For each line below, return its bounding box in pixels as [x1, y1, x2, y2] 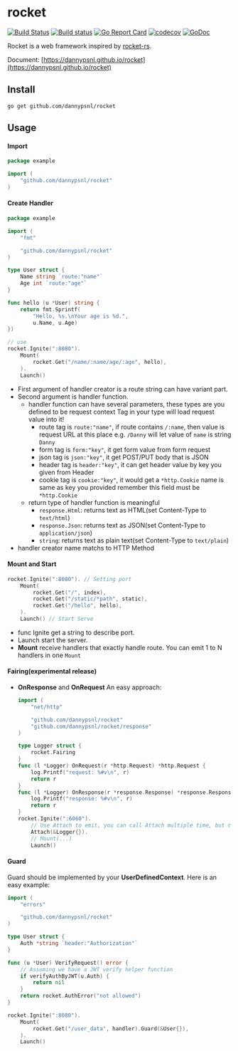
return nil [33, 979, 65, 986]
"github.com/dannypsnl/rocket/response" [31, 723, 152, 730]
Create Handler [7, 199, 53, 207]
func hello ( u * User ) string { [7, 299, 100, 306]
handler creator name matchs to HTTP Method [17, 543, 155, 552]
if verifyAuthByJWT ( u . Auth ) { [20, 973, 110, 980]
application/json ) [38, 528, 93, 537]
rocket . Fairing [31, 749, 76, 756]
